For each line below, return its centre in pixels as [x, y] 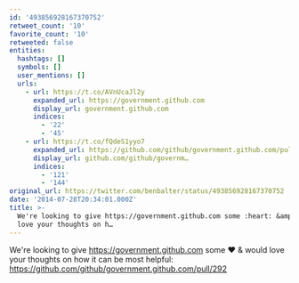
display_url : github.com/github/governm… [111, 158]
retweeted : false [41, 42]
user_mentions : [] [52, 76]
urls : [28, 84]
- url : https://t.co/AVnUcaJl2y [85, 92]
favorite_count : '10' [49, 34]
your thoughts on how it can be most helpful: [91, 259]
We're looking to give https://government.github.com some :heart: [145, 216]
